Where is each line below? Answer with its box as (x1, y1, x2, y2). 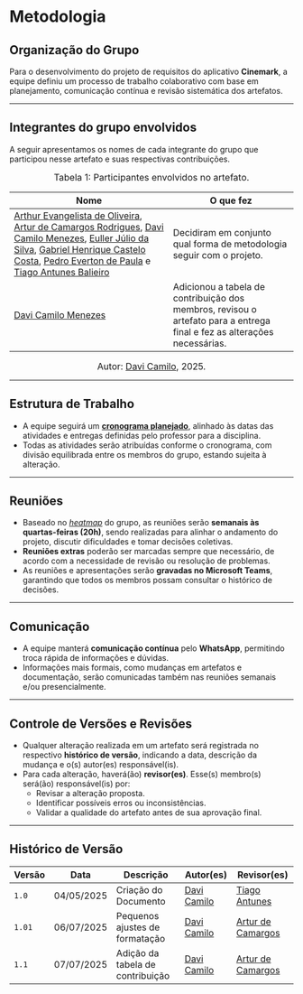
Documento (115, 895, 166, 907)
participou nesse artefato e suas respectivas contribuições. (9, 153, 230, 164)
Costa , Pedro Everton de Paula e (14, 255, 151, 267)
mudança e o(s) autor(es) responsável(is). (22, 759, 179, 770)
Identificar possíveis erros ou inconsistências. (35, 797, 207, 809)
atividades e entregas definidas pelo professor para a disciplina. (22, 430, 262, 441)
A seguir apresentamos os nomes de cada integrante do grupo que (9, 144, 259, 154)
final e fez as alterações (172, 325, 274, 338)
